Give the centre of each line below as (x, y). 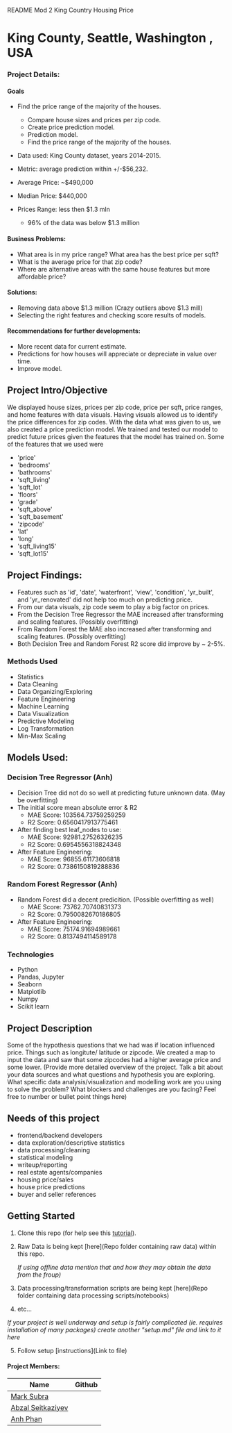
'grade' (27, 502)
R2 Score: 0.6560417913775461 (73, 822)
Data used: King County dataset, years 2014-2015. (89, 156)
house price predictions (51, 1186)
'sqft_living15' (37, 546)
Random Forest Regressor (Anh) (62, 884)
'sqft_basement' (40, 516)
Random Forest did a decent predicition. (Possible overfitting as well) (116, 900)
